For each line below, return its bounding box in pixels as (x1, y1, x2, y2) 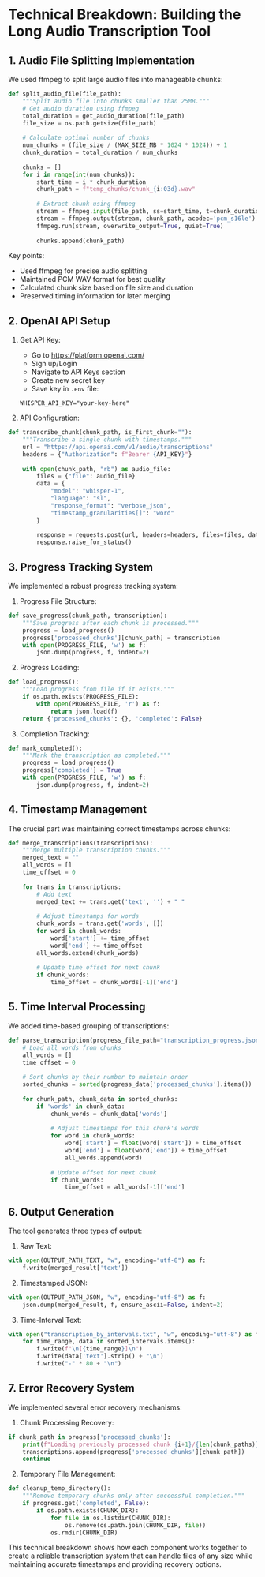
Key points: (8, 251, 45, 260)
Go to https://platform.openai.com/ (31, 350, 145, 360)
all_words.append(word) (64, 1154, 144, 1162)
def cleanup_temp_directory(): (8, 1485, 111, 1493)
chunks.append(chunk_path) (36, 237, 125, 245)
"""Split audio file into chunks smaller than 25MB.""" (22, 97, 211, 105)
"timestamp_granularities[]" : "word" (50, 509, 175, 517)
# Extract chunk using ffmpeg (36, 200, 136, 208)
